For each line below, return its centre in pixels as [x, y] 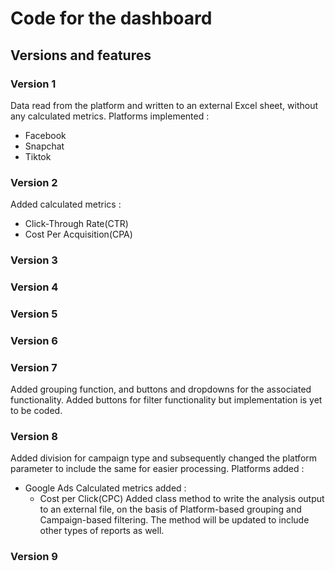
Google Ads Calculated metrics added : [105, 488]
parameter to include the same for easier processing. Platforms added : [157, 469]
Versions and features [81, 55]
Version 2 [34, 182]
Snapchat [44, 146]
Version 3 [34, 260]
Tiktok [38, 156]
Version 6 [34, 340]
